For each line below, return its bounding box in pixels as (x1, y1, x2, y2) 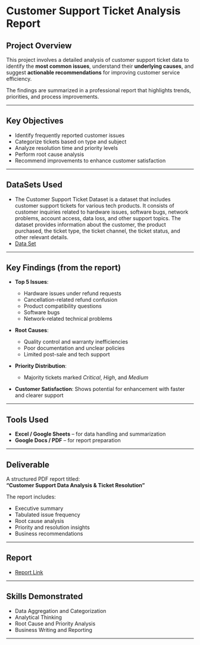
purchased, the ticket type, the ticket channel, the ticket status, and (14, 227, 180, 234)
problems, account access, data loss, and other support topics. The (14, 214, 182, 221)
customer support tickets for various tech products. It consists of (14, 202, 174, 209)
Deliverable (6, 459, 49, 469)
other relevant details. (14, 233, 68, 240)
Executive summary (14, 505, 64, 512)
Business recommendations (14, 530, 83, 537)
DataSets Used (6, 180, 62, 190)
